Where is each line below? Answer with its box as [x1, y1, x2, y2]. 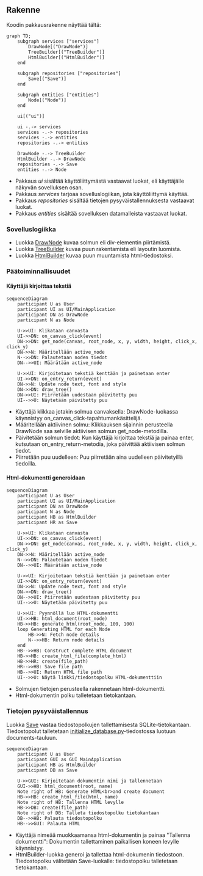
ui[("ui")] [17, 113, 45, 119]
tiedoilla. [15, 460, 37, 467]
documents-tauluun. [6, 734, 58, 741]
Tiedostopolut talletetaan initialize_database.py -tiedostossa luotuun [6, 727, 176, 735]
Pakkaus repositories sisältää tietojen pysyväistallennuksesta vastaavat [15, 197, 194, 204]
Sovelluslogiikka [6, 225, 57, 233]
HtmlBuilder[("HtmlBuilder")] [28, 54, 105, 60]
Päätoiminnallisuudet [6, 267, 71, 276]
